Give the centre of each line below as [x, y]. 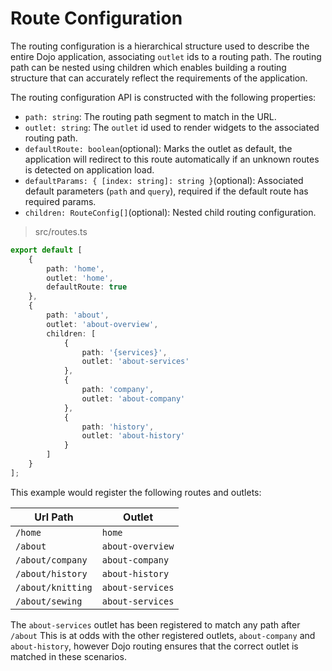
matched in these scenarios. [68, 656]
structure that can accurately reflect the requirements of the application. [159, 78]
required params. [60, 201]
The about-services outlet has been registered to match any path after [155, 624]
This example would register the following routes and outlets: [136, 492]
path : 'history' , [118, 427]
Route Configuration [96, 18]
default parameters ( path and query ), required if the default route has [166, 191]
